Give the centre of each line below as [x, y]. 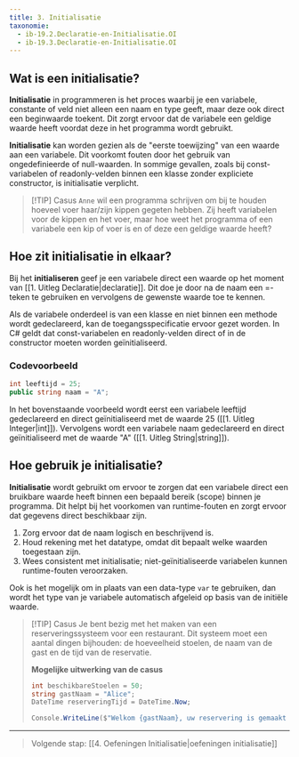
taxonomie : [29, 26]
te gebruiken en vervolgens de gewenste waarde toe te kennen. [148, 297]
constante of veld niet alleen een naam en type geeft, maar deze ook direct [147, 109]
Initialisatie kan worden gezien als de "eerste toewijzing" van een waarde [145, 145]
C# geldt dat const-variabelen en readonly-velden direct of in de [128, 333]
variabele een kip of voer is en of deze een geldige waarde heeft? [151, 229]
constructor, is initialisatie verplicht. [74, 183]
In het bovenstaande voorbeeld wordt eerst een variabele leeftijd [128, 409]
